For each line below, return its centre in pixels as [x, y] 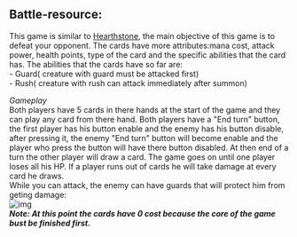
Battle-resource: [56, 15]
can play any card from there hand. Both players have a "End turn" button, [145, 119]
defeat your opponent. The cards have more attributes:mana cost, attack [142, 45]
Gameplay [28, 100]
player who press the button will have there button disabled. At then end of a [149, 147]
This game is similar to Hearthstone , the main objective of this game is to [142, 36]
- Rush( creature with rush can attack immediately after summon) [129, 83]
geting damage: [38, 194]
